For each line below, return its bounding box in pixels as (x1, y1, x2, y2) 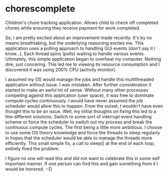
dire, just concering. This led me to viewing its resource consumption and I (5, 61, 160, 67)
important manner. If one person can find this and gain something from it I (5, 160, 158, 166)
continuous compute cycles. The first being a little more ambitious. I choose (5, 124, 162, 130)
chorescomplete (5, 3, 75, 15)
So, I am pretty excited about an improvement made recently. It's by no (5, 35, 152, 41)
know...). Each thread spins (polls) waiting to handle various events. (5, 51, 145, 57)
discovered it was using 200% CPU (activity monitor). (5, 66, 117, 73)
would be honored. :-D (5, 166, 52, 172)
